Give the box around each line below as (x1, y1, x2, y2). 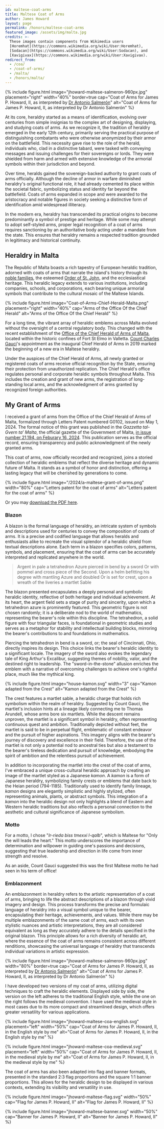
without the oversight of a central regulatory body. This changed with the (5, 325, 153, 331)
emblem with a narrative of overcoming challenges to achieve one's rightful (5, 666, 158, 672)
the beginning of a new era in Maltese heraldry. (5, 346, 100, 352)
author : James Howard (5, 16, 49, 21)
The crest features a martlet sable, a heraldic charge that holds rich (5, 695, 141, 701)
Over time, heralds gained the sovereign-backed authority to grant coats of (5, 170, 157, 176)
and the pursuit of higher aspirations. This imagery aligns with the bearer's (5, 732, 156, 737)
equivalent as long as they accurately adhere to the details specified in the (5, 928, 155, 933)
